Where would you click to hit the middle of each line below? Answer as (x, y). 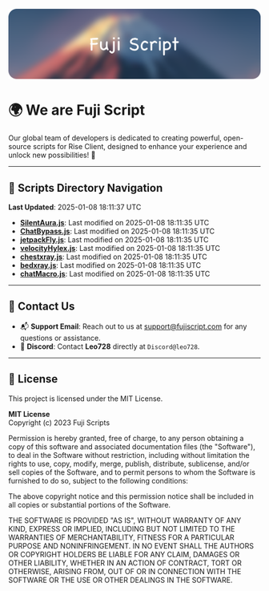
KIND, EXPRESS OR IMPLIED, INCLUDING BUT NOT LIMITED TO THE (122, 528)
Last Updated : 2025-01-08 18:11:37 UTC (75, 207)
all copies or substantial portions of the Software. (89, 504)
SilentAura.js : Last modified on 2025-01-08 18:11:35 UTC (114, 223)
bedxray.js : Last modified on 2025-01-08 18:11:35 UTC (110, 265)
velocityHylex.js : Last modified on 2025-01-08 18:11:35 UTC (120, 249)
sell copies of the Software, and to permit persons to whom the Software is (132, 472)
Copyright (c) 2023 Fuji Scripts (59, 423)
